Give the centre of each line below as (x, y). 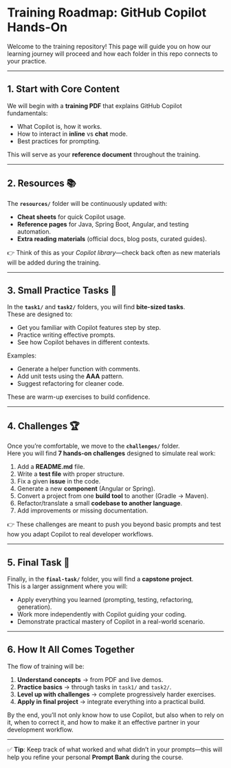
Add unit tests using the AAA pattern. (70, 376)
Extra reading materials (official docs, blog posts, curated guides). (112, 238)
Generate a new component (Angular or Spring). (86, 489)
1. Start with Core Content (64, 89)
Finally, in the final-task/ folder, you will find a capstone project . (100, 579)
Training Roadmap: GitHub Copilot (107, 13)
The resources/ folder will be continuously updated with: (87, 203)
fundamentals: (27, 113)
